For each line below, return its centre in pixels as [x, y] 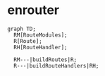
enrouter [33, 10]
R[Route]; [28, 41]
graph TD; [22, 29]
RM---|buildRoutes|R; [45, 59]
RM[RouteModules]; [41, 35]
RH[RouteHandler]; [41, 47]
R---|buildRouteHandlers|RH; [56, 65]
